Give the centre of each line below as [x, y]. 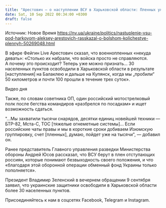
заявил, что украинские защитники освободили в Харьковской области [81, 185]
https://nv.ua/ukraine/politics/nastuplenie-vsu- [104, 33]
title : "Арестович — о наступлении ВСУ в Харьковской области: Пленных [80, 10]
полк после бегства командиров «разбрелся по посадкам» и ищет [76, 104]
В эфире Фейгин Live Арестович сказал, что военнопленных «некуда [78, 53]
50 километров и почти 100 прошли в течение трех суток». [67, 79]
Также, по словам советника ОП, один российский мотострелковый [78, 99]
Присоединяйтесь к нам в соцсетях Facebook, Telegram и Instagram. [78, 200]
